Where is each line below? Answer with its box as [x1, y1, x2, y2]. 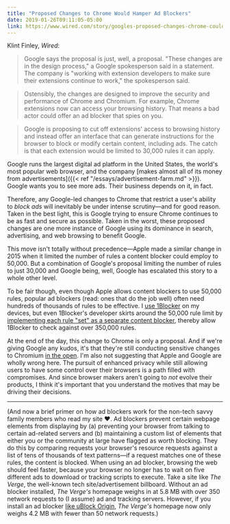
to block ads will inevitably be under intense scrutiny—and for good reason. [7, 203, 221, 211]
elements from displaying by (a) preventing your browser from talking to [7, 422, 210, 430]
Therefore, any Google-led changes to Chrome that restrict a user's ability [7, 195, 216, 203]
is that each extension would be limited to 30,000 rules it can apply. [23, 147, 215, 155]
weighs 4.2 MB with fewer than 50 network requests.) [7, 510, 159, 518]
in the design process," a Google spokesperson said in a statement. [23, 62, 214, 71]
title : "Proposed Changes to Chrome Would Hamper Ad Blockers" [7, 10, 192, 17]
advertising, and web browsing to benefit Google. [7, 232, 147, 240]
